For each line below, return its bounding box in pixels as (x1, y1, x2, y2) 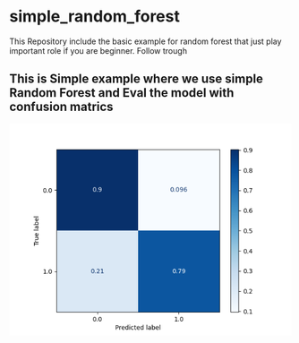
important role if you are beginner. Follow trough (9, 45, 188, 56)
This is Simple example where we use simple (9, 72, 264, 87)
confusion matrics (9, 99, 114, 115)
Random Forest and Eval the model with (9, 85, 235, 100)
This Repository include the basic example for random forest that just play (9, 36, 282, 47)
